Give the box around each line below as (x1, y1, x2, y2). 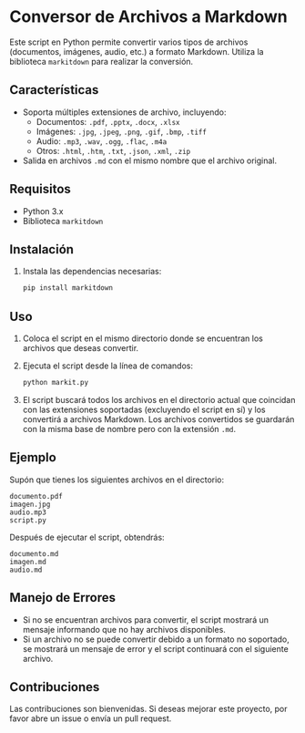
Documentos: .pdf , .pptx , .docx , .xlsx (36, 116, 180, 127)
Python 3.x (22, 205, 64, 216)
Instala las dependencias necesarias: (22, 266, 162, 277)
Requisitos (9, 181, 71, 197)
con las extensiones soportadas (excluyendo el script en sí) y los (22, 404, 266, 415)
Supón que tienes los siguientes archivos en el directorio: (9, 474, 225, 485)
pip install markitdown (22, 284, 114, 293)
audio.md (9, 565, 43, 574)
